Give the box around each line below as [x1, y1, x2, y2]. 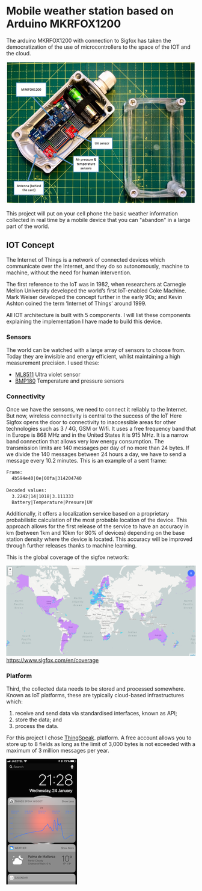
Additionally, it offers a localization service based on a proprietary [6, 510, 170, 517]
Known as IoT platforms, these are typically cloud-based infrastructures [6, 692, 185, 699]
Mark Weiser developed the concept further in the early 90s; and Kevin [6, 293, 182, 300]
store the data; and [14, 716, 62, 723]
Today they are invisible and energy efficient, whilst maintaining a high [6, 353, 180, 360]
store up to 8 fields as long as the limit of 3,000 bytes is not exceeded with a [6, 741, 195, 748]
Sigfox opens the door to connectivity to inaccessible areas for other [6, 419, 176, 426]
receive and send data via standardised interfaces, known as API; [14, 710, 177, 717]
